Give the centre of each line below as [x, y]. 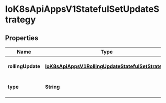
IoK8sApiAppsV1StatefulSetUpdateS [82, 9]
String [53, 87]
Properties [22, 38]
